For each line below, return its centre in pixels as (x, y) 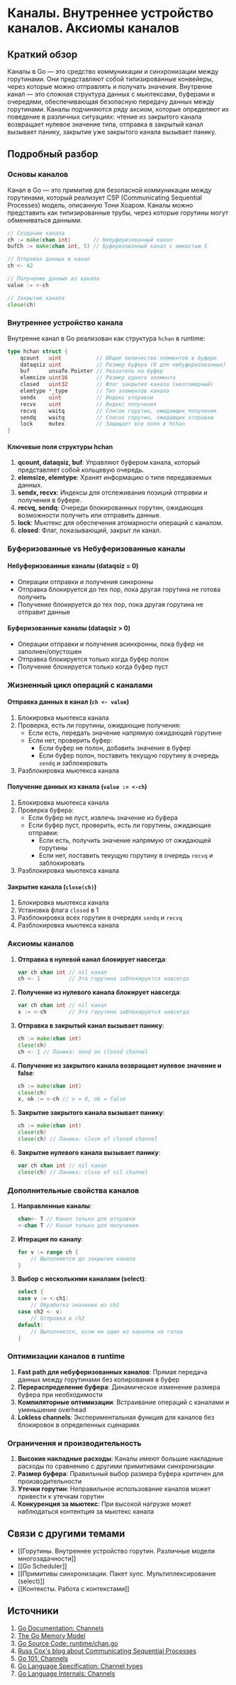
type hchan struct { (38, 351)
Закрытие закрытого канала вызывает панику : (91, 1113)
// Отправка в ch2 (58, 1318)
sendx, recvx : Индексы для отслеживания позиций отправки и (112, 492)
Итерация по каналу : (50, 1239)
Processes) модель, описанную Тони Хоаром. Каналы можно (100, 205)
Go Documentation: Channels (61, 1628)
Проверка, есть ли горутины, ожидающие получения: (99, 725)
